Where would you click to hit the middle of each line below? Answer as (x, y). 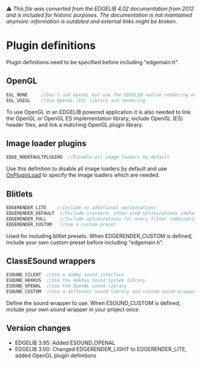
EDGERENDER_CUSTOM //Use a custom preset (61, 224)
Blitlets (19, 194)
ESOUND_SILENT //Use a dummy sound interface (65, 275)
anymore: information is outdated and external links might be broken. (92, 21)
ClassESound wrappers (51, 261)
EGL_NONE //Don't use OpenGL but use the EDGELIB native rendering (97, 95)
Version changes (39, 328)
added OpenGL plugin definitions (56, 355)
